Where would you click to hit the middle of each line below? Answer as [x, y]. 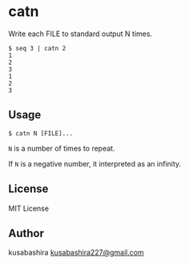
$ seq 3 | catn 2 [37, 48]
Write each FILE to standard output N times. [80, 34]
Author [26, 233]
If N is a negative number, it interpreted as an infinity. [95, 163]
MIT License [29, 208]
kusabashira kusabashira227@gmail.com [76, 253]
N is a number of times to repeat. [62, 148]
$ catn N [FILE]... [41, 133]
